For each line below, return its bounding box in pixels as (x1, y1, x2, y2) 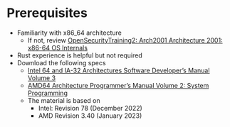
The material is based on (27, 96, 100, 104)
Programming (27, 89, 68, 97)
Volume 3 (27, 73, 56, 82)
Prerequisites (6, 5, 88, 21)
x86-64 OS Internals (27, 43, 88, 52)
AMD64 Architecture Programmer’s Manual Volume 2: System (27, 81, 209, 89)
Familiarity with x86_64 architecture (16, 28, 122, 37)
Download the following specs (16, 58, 106, 67)
